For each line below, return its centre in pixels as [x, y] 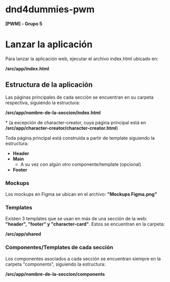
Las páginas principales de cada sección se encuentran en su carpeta [80, 97]
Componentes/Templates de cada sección [59, 248]
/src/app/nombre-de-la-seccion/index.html [53, 112]
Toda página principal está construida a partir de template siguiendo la [80, 138]
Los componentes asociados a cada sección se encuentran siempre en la [83, 258]
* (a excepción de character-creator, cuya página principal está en [76, 122]
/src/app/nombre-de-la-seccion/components [55, 274]
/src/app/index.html [27, 68]
